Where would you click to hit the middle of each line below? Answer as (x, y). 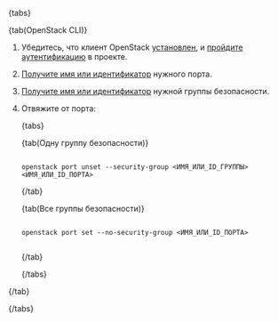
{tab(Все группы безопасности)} (83, 209)
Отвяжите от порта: (59, 109)
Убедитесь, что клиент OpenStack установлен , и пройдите (132, 47)
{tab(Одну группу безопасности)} (85, 143)
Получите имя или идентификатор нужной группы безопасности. (145, 91)
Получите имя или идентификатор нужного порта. (116, 74)
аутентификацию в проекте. (74, 56)
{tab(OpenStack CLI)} (48, 30)
